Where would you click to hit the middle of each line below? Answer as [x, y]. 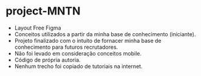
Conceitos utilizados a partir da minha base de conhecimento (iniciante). [105, 34]
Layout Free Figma [38, 28]
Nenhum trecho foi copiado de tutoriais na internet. [79, 66]
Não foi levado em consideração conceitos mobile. [78, 53]
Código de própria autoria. [47, 60]
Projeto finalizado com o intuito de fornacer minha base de [88, 40]
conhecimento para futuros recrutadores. [66, 47]
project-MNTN [43, 11]
